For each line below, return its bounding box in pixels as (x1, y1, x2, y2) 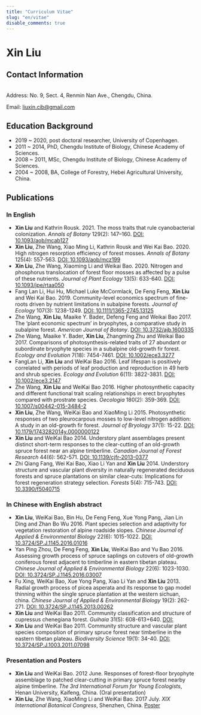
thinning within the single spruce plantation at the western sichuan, (14, 590, 181, 597)
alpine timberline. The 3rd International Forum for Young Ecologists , (14, 683, 182, 690)
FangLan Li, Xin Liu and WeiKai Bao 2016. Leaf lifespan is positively (14, 357, 181, 365)
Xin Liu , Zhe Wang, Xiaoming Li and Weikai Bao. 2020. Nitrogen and (14, 262, 183, 269)
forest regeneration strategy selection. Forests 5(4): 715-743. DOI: (14, 479, 178, 486)
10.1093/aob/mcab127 (14, 236, 69, 244)
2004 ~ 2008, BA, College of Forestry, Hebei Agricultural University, (14, 169, 184, 176)
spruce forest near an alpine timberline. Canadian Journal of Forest (14, 447, 182, 454)
